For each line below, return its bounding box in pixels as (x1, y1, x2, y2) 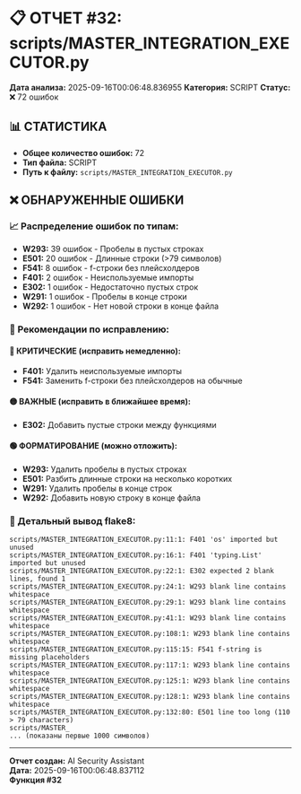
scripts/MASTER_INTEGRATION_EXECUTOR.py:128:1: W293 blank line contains (9, 693, 291, 702)
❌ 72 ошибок (9, 92, 59, 102)
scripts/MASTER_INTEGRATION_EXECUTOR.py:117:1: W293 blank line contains (9, 661, 291, 670)
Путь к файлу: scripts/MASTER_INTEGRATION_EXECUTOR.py (21, 166, 233, 177)
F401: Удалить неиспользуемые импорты (21, 365, 182, 376)
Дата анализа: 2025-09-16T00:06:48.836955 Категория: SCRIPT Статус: (9, 82, 291, 92)
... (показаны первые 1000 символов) (9, 731, 150, 741)
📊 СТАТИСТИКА (9, 119, 107, 135)
